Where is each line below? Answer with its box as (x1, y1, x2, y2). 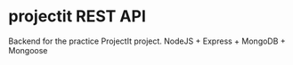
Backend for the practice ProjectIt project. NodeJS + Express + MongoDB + (8, 36, 286, 46)
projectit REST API (8, 6, 146, 27)
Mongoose (8, 45, 48, 55)
